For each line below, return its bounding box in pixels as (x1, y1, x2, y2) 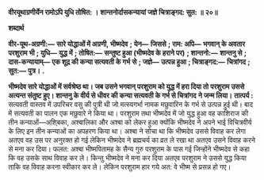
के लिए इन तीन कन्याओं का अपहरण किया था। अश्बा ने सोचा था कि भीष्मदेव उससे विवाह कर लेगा (8, 127, 246, 136)
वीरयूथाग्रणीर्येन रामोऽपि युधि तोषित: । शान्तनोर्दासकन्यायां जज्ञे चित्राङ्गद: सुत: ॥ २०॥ (8, 8, 218, 17)
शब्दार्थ (8, 24, 25, 33)
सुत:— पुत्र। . (8, 66, 45, 75)
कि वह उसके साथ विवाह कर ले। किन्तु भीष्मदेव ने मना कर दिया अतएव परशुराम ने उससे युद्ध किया (8, 153, 247, 163)
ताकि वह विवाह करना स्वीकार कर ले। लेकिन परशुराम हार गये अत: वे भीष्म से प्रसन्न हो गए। (8, 163, 231, 171)
